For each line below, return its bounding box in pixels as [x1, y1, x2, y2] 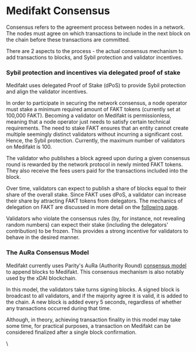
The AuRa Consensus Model [6, 248, 89, 257]
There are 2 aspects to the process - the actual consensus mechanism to [6, 47, 184, 54]
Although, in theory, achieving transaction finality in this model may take [6, 316, 181, 323]
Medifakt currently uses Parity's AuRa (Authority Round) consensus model [6, 262, 187, 269]
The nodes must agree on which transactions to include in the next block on [6, 29, 191, 36]
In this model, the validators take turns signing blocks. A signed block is [6, 285, 180, 293]
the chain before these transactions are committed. [6, 36, 131, 43]
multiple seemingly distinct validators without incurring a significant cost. [6, 131, 184, 138]
